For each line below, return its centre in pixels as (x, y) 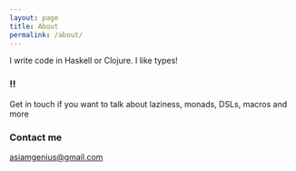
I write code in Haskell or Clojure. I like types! (94, 61)
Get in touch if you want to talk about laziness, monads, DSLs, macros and (148, 104)
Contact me (36, 137)
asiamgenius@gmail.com (56, 156)
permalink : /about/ (46, 35)
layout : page (34, 18)
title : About (34, 26)
